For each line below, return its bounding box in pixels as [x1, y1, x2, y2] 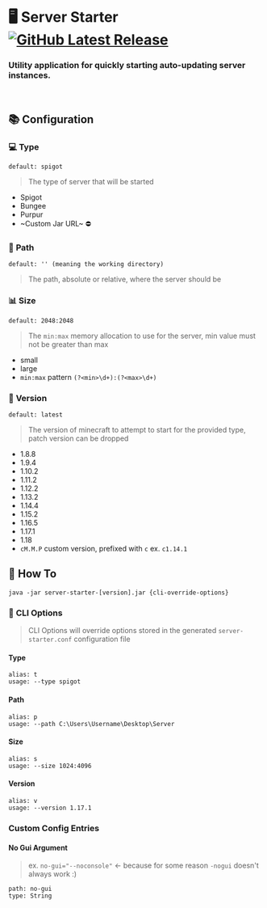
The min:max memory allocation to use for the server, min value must [27, 331, 257, 340]
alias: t [8, 670, 38, 679]
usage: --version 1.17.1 [8, 804, 92, 812]
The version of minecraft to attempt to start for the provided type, [27, 425, 246, 435]
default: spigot [8, 163, 63, 171]
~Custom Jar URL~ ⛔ [19, 219, 91, 229]
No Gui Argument [8, 843, 69, 852]
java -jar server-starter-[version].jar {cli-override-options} [8, 589, 229, 597]
